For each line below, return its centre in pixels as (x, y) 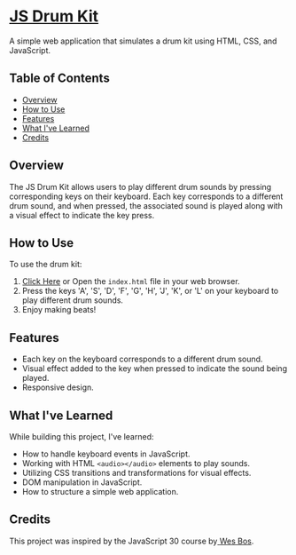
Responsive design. (58, 387)
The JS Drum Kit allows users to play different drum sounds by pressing (140, 186)
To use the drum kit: (46, 265)
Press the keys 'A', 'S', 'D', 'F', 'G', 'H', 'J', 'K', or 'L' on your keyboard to (150, 291)
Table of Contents (60, 79)
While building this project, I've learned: (82, 436)
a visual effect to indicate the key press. (82, 215)
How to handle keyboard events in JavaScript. (106, 454)
